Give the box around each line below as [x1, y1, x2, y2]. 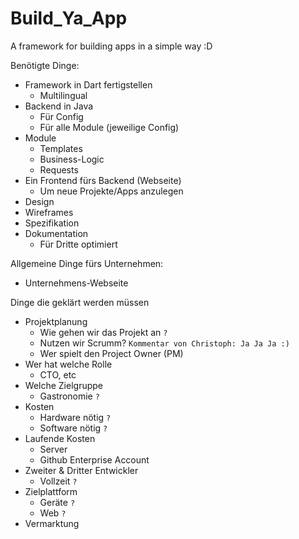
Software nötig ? [39, 422, 108, 434]
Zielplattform [24, 485, 78, 497]
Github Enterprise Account [39, 453, 150, 466]
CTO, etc [39, 368, 77, 381]
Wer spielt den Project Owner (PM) [39, 347, 184, 359]
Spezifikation [24, 217, 80, 229]
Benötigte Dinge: [10, 59, 80, 71]
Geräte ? [39, 496, 76, 508]
